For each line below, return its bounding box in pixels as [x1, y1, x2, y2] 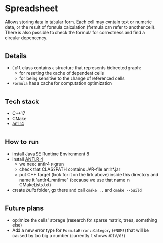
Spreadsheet [5, 3, 58, 14]
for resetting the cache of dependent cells [19, 70, 104, 76]
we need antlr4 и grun [19, 161, 64, 167]
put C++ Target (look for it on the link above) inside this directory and [19, 171, 159, 177]
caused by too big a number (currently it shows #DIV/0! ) [12, 233, 126, 239]
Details [5, 52, 27, 60]
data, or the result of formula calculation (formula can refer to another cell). [5, 24, 156, 30]
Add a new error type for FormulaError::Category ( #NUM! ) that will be [12, 227, 149, 233]
